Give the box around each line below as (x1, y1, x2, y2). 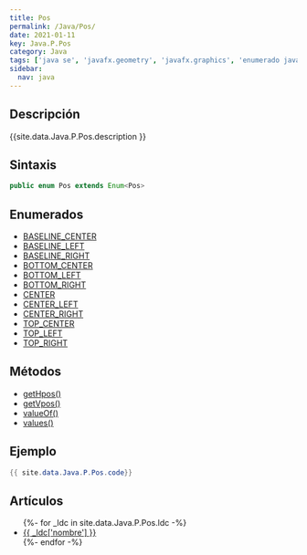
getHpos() (22, 388, 62, 399)
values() (22, 417, 54, 428)
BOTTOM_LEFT (22, 270, 81, 281)
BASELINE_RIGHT (22, 250, 90, 261)
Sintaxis (9, 157, 58, 173)
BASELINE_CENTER (22, 231, 98, 242)
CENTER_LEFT (22, 298, 79, 310)
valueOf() (22, 407, 59, 418)
